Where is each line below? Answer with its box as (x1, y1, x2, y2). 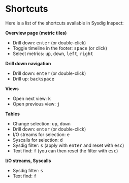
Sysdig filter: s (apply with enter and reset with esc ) (12, 142, 124, 148)
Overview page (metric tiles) (5, 30, 67, 36)
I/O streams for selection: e (12, 131, 70, 138)
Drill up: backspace (12, 75, 55, 82)
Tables (5, 111, 20, 117)
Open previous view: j (12, 100, 60, 107)
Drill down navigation (5, 60, 51, 66)
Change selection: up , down (12, 120, 71, 126)
